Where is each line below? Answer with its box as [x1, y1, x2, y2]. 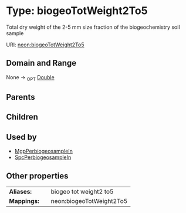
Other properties [6, 171, 69, 181]
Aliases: [9, 187, 32, 195]
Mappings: [9, 197, 40, 205]
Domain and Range [6, 58, 77, 68]
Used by [6, 132, 37, 142]
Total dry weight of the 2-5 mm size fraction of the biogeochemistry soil [6, 23, 180, 31]
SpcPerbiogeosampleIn [14, 154, 72, 161]
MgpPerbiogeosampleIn [14, 148, 73, 155]
